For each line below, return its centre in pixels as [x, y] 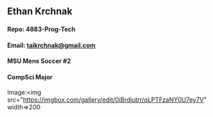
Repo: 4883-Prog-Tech [41, 29]
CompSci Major [30, 77]
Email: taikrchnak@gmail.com [51, 45]
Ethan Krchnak [40, 11]
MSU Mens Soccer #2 [39, 61]
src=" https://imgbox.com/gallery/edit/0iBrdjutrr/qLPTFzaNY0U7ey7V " [107, 100]
